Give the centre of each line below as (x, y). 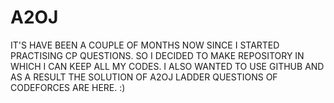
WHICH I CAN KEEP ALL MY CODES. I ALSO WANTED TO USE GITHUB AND (167, 66)
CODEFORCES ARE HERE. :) (68, 87)
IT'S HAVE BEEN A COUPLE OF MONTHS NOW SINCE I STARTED (145, 45)
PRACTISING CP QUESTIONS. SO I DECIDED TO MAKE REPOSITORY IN (157, 55)
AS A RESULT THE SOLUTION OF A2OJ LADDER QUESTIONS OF (144, 77)
